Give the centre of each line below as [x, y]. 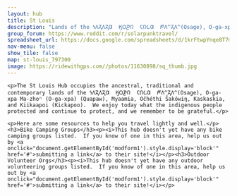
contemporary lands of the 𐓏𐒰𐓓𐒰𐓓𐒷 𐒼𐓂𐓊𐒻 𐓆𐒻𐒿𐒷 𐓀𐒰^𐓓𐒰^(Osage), [105, 92]
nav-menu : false [31, 47]
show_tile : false [33, 54]
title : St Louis [31, 20]
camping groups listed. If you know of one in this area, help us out [115, 136]
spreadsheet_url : [33, 40]
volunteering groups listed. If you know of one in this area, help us [116, 166]
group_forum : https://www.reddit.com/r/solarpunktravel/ [93, 33]
